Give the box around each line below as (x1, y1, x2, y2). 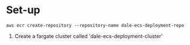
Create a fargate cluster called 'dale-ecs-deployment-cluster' (14, 32, 163, 39)
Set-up (6, 3, 40, 17)
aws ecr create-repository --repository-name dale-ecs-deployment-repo (6, 22, 184, 28)
